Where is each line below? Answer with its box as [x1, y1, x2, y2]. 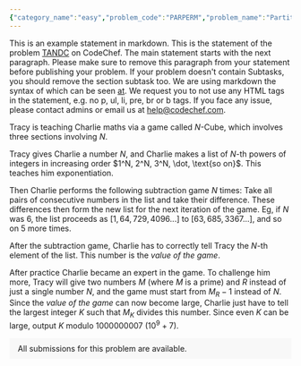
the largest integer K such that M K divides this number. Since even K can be [9, 307, 289, 320]
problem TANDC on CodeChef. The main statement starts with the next [9, 47, 271, 58]
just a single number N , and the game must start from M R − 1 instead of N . [9, 285, 282, 299]
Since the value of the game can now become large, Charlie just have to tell [9, 297, 289, 309]
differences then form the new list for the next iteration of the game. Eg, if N [9, 203, 289, 215]
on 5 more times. [9, 223, 72, 234]
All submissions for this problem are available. [17, 343, 187, 353]
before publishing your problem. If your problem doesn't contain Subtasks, [9, 66, 285, 77]
